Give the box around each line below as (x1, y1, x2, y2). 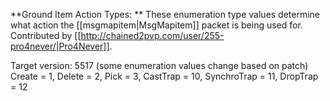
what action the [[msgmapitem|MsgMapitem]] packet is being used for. (10, 19, 303, 31)
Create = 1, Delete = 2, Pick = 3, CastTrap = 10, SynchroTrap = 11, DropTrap (10, 70, 319, 82)
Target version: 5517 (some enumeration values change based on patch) (10, 60, 309, 71)
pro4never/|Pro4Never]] (10, 40, 110, 52)
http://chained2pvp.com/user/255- (80, 30, 225, 41)
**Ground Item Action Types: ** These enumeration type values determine (10, 9, 321, 20)
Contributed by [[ (10, 30, 82, 41)
